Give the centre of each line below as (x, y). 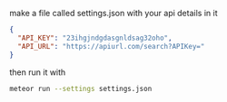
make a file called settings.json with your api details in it (113, 13)
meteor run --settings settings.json (81, 88)
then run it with (38, 72)
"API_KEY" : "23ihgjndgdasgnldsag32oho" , (95, 38)
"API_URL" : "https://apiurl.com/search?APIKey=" (111, 46)
